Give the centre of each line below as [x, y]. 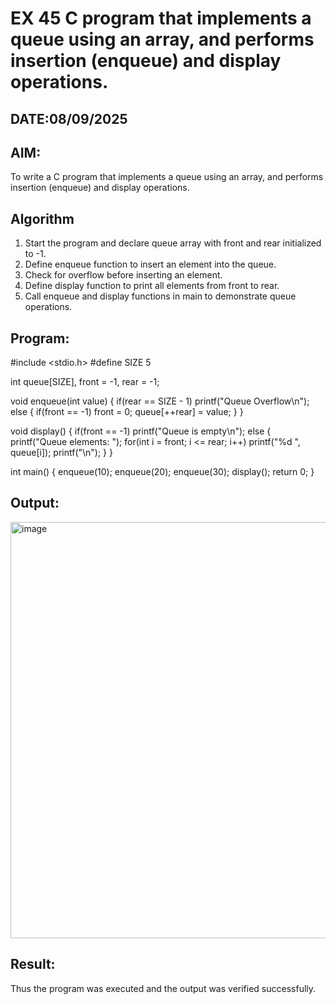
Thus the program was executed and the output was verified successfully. [163, 988]
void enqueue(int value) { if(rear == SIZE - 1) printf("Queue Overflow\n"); [160, 401]
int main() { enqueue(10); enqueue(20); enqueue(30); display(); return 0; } [162, 472]
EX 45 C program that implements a [161, 18]
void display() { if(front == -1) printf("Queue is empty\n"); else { [141, 431]
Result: [33, 964]
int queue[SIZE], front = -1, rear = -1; [85, 382]
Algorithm [42, 218]
